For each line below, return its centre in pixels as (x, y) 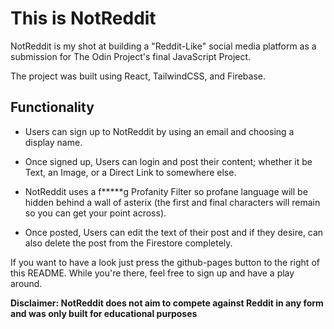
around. (26, 283)
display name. (53, 142)
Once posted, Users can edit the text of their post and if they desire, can (174, 232)
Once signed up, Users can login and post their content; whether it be (168, 161)
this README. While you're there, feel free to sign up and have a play (152, 273)
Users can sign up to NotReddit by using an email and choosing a (159, 131)
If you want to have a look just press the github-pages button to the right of (165, 262)
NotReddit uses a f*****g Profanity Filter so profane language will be (166, 191)
